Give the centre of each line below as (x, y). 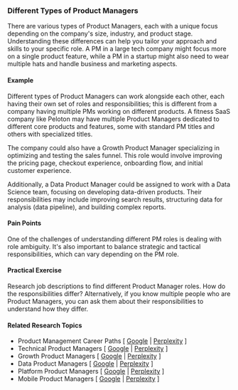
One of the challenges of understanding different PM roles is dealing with (115, 239)
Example (21, 80)
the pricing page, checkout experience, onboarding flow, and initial (105, 163)
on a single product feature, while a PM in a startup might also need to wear (118, 56)
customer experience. (39, 170)
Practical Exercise (34, 270)
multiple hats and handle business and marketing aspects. (92, 64)
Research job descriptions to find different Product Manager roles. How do (117, 286)
